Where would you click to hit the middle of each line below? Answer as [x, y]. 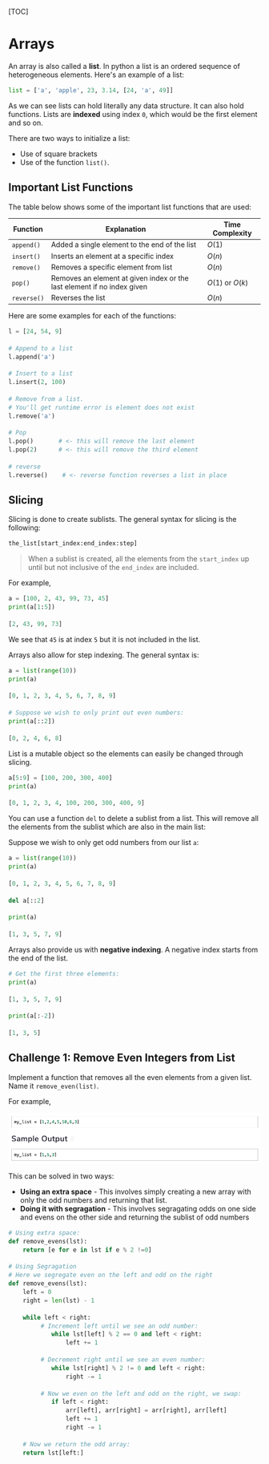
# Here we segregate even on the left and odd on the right [111, 1275]
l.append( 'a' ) [32, 357]
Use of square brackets [58, 154]
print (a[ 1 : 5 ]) [32, 607]
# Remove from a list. [46, 399]
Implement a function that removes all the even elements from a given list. [130, 1077]
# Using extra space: [44, 1233]
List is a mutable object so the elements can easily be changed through [126, 754]
